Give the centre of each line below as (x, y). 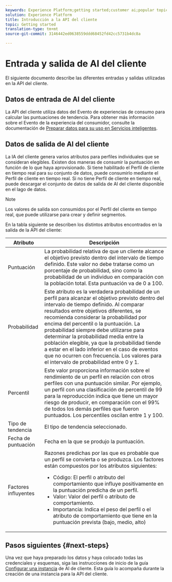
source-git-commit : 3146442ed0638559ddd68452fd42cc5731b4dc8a (73, 34)
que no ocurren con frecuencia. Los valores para (103, 356)
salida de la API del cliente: (34, 230)
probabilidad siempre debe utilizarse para (94, 330)
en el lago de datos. (26, 189)
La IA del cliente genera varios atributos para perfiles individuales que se (82, 156)
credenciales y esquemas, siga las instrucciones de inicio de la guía (77, 563)
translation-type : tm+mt (32, 29)
